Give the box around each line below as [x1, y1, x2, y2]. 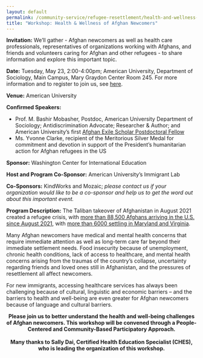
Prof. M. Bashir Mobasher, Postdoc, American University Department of [14, 115, 193, 123]
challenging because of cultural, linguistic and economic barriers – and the [6, 288, 192, 296]
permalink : [6, 14, 34, 21]
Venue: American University [6, 92, 77, 100]
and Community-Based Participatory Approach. [53, 325, 176, 333]
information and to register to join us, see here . [6, 80, 123, 88]
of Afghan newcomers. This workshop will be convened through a [6, 319, 175, 327]
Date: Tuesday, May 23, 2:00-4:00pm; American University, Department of [6, 68, 193, 75]
